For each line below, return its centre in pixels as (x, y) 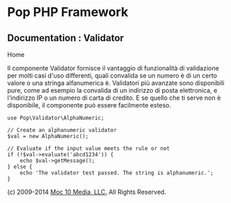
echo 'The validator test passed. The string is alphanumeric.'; (117, 173)
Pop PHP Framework (68, 12)
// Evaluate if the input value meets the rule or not (89, 149)
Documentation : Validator (66, 38)
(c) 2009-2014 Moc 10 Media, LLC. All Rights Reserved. (87, 192)
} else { (20, 167)
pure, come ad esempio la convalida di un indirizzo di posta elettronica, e (112, 90)
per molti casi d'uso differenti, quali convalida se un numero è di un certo (112, 75)
